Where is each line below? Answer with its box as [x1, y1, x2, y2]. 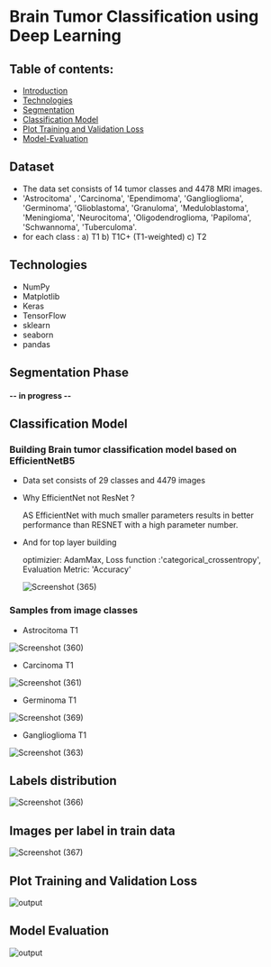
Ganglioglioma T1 [22, 729, 87, 741]
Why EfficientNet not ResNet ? [22, 493, 135, 503]
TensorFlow [22, 309, 67, 321]
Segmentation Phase [9, 365, 129, 381]
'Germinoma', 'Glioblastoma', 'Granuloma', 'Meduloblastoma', [22, 202, 249, 213]
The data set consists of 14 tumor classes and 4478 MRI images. [22, 183, 263, 194]
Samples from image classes [9, 604, 138, 617]
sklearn [22, 319, 51, 330]
